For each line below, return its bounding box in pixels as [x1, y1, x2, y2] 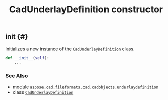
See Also [5, 72, 28, 79]
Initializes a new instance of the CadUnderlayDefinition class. [5, 46, 135, 52]
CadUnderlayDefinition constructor [9, 4, 163, 15]
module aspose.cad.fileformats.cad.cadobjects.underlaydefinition [12, 84, 159, 90]
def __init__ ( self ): [5, 55, 50, 60]
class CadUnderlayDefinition [12, 89, 74, 95]
